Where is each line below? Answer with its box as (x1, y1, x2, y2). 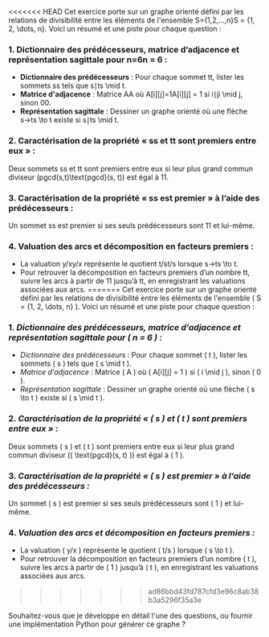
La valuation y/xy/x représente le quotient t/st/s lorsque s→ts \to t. (19, 259, 238, 269)
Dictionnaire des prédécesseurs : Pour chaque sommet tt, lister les (19, 72, 245, 82)
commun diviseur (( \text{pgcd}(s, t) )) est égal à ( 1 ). (8, 450, 185, 460)
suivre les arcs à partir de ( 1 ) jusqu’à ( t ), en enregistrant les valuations (19, 563, 259, 573)
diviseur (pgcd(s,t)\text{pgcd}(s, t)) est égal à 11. (8, 172, 169, 182)
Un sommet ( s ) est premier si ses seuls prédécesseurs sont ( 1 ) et (8, 498, 231, 508)
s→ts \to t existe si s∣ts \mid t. (19, 115, 119, 125)
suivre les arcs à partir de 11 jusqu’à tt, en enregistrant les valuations (19, 276, 246, 286)
